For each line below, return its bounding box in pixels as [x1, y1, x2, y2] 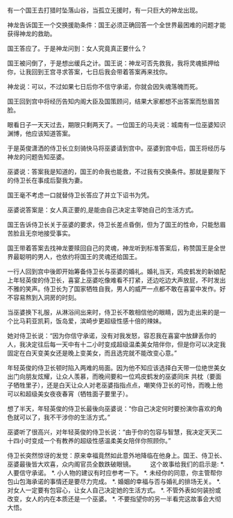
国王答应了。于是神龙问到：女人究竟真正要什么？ [7, 44, 147, 52]
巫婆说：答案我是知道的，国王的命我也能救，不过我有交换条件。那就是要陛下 [7, 167, 226, 176]
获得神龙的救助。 [7, 30, 56, 37]
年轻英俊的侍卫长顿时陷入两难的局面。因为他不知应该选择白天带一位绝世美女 [7, 364, 226, 371]
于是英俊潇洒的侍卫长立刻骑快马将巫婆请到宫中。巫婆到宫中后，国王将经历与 [7, 144, 226, 152]
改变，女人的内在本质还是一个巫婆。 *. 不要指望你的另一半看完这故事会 [7, 495, 209, 503]
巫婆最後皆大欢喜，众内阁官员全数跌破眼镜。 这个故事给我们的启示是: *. [7, 460, 225, 468]
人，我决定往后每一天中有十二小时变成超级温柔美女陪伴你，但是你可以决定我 [7, 340, 226, 349]
